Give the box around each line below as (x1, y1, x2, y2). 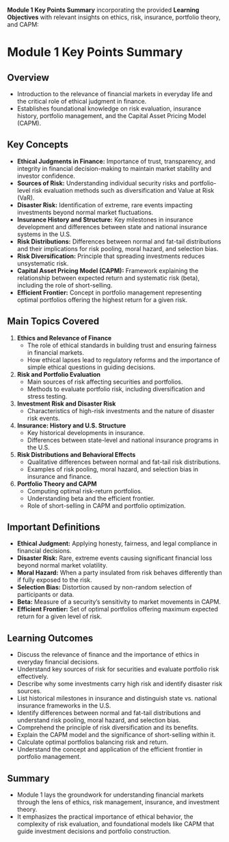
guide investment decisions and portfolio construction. (16, 827, 171, 836)
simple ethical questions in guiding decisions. (27, 363, 156, 371)
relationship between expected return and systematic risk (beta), (16, 274, 200, 282)
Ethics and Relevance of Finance (16, 334, 112, 342)
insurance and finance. (27, 472, 92, 480)
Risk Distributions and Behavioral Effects (16, 450, 136, 458)
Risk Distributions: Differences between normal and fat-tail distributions (16, 237, 221, 246)
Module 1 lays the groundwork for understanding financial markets (16, 791, 204, 799)
